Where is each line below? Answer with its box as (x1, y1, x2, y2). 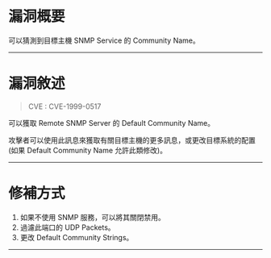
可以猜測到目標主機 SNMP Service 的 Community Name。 (8, 35, 200, 45)
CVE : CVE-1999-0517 (27, 102, 102, 111)
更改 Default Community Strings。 (19, 232, 134, 242)
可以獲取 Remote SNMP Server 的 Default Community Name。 (8, 118, 215, 127)
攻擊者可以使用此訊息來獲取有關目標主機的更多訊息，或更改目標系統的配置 (8, 135, 256, 145)
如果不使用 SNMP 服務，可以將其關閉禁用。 (19, 212, 165, 222)
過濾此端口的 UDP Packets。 (19, 223, 115, 232)
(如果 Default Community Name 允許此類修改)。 (8, 145, 168, 155)
